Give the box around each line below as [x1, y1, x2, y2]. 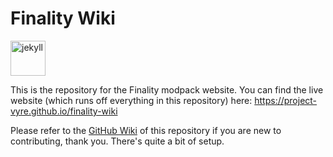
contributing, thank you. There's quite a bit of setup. [10, 135, 225, 147]
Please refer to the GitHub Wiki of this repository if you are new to [10, 124, 282, 136]
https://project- [254, 94, 318, 106]
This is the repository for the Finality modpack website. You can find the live [10, 83, 324, 96]
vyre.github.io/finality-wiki [10, 105, 118, 117]
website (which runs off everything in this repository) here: [10, 94, 253, 106]
